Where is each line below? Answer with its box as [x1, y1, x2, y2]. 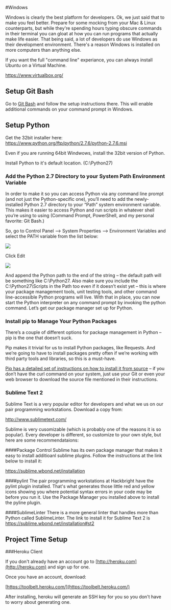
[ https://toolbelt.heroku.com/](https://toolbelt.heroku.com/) [5, 584, 130, 590]
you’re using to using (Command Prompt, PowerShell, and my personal [5, 212, 154, 218]
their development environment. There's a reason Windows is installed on [5, 41, 160, 48]
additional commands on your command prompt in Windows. [5, 106, 134, 112]
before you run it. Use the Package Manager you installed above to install [5, 494, 160, 500]
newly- [134, 196, 149, 202]
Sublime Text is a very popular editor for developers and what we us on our [5, 401, 164, 407]
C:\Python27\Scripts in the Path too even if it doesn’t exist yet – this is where [5, 283, 166, 289]
